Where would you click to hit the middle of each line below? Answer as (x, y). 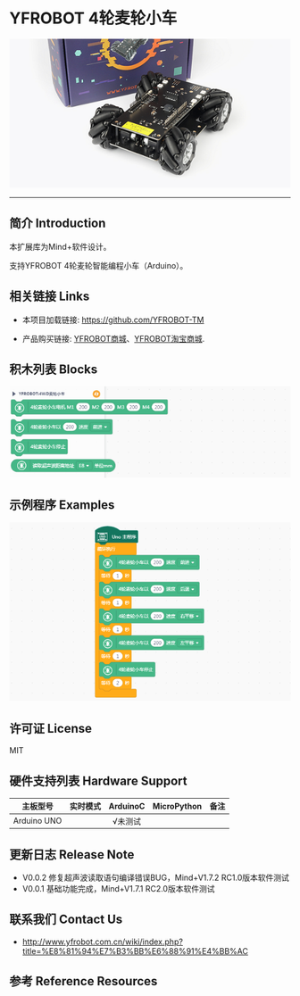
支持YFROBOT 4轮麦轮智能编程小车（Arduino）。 (99, 265)
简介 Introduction (58, 224)
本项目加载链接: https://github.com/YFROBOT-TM (113, 320)
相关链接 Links (50, 297)
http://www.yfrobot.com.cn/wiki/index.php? (102, 942)
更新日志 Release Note (72, 855)
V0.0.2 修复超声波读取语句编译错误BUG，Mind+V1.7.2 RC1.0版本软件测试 (156, 878)
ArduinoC (127, 806)
